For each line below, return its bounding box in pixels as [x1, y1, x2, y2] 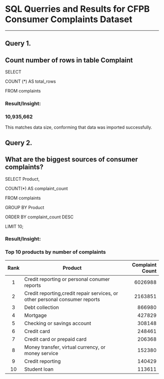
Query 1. [5, 39, 31, 47]
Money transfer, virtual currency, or [24, 344, 106, 351]
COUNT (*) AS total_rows [5, 78, 56, 84]
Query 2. [5, 139, 33, 147]
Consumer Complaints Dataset [5, 14, 133, 25]
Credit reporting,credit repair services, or [24, 290, 119, 297]
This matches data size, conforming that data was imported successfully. [5, 124, 152, 130]
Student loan [24, 366, 54, 373]
